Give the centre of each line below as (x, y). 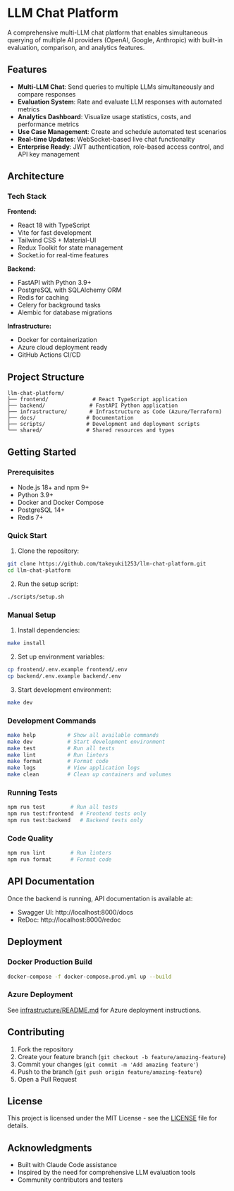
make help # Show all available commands (83, 735)
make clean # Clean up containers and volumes (90, 775)
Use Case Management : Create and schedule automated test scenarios (122, 131)
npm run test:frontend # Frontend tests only (77, 814)
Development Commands (52, 721)
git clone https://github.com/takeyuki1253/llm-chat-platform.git (107, 564)
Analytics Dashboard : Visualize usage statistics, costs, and (104, 116)
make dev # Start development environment (86, 742)
